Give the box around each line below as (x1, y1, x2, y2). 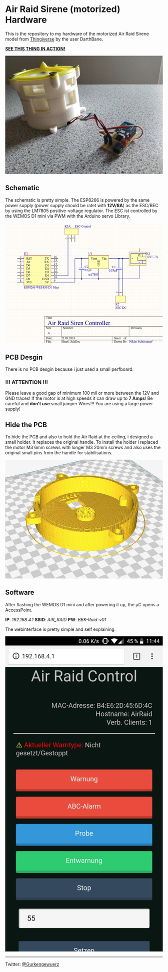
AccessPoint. (5, 607, 32, 613)
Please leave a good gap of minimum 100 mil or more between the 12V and (5, 390, 159, 396)
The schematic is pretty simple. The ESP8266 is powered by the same (5, 197, 150, 203)
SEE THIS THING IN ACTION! (5, 46, 65, 52)
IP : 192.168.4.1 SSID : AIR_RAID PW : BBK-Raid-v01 (5, 616, 106, 622)
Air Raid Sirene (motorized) (5, 4, 120, 15)
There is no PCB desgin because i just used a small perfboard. (5, 366, 134, 372)
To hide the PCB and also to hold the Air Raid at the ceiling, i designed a (5, 434, 153, 440)
